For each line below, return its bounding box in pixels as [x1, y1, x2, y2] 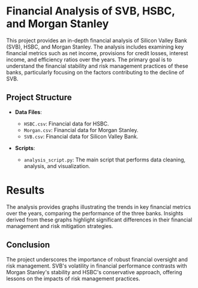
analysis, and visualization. [23, 162, 91, 169]
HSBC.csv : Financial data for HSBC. [23, 120, 109, 127]
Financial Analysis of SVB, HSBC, [6, 4, 175, 18]
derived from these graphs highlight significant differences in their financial [6, 216, 193, 223]
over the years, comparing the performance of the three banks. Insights [6, 209, 184, 217]
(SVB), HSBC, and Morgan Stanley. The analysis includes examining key [6, 43, 184, 50]
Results [6, 183, 45, 197]
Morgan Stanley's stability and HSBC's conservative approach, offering [6, 268, 182, 275]
